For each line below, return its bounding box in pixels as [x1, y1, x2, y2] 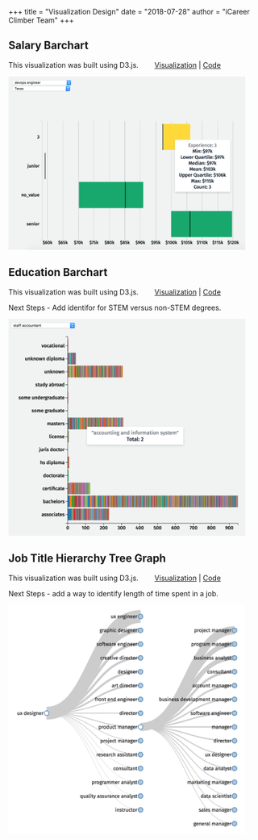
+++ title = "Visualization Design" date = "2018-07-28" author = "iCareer [8, 7, 250, 16]
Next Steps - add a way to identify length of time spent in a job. [8, 588, 219, 598]
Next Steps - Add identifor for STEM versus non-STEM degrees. [8, 303, 222, 312]
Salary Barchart [8, 39, 89, 52]
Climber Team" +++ [8, 15, 74, 25]
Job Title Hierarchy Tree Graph [8, 552, 167, 566]
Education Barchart [8, 265, 108, 279]
